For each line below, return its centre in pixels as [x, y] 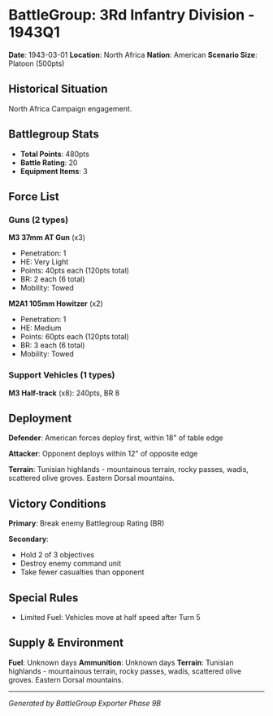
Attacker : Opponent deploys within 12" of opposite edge [103, 454]
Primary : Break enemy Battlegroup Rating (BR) [87, 523]
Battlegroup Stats [54, 135]
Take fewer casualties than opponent [82, 572]
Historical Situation [58, 89]
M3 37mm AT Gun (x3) [47, 238]
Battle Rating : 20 [49, 162]
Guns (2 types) [39, 220]
